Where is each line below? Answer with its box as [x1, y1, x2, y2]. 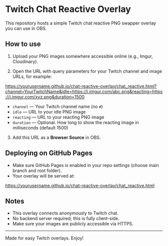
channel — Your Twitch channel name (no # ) [12, 103, 103, 109]
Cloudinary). [12, 58, 38, 64]
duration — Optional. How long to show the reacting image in [12, 119, 139, 125]
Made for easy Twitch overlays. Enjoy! [5, 235, 84, 241]
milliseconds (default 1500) [12, 124, 68, 130]
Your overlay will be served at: [12, 172, 75, 178]
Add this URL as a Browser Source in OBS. [12, 134, 101, 140]
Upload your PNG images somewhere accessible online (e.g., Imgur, [12, 53, 153, 59]
